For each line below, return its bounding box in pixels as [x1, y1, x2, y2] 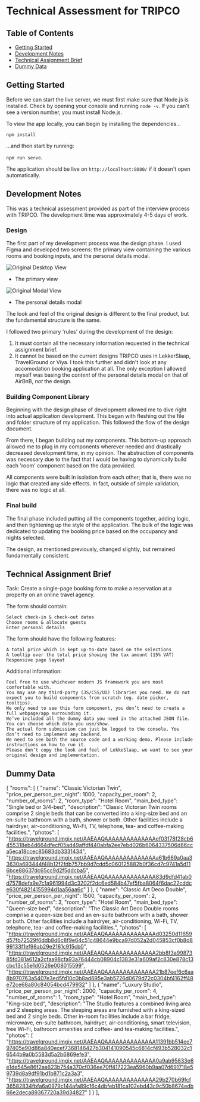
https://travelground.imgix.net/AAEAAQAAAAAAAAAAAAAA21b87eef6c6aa [8, 968, 194, 975]
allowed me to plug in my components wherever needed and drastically [6, 443, 182, 450]
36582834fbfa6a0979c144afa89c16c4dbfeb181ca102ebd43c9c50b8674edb [6, 1082, 194, 1090]
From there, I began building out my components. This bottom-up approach [6, 437, 192, 444]
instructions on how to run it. [6, 742, 86, 748]
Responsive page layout [6, 657, 65, 663]
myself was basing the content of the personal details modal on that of [14, 371, 189, 378]
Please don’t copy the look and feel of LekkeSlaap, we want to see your [6, 747, 193, 753]
